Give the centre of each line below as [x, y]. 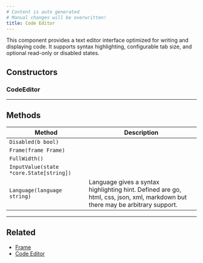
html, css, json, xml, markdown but [138, 197]
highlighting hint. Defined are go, [135, 189]
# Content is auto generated [43, 12]
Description [141, 132]
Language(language [36, 190]
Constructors [32, 72]
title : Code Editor [31, 23]
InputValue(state [34, 167]
